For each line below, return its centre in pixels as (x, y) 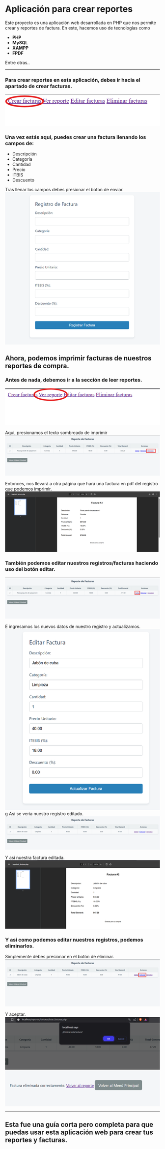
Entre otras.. (17, 62)
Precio (19, 170)
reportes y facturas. (36, 1140)
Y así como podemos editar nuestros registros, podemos (74, 940)
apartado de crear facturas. (39, 86)
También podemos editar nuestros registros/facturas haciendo (82, 563)
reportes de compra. (37, 366)
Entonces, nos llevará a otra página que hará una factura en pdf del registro (82, 483)
